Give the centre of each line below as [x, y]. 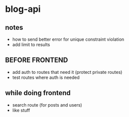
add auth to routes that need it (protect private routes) [67, 72]
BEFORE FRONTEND [37, 60]
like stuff [21, 110]
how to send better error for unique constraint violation [68, 39]
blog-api [23, 9]
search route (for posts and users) [47, 105]
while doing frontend [38, 93]
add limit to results [31, 45]
